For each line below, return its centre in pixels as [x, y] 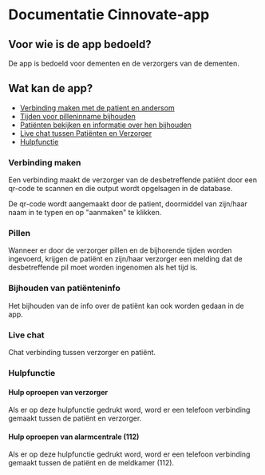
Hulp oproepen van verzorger [58, 392]
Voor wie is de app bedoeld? [80, 44]
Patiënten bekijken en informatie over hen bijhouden [105, 125]
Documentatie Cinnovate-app [109, 15]
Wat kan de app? [51, 88]
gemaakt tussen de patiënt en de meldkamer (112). [91, 463]
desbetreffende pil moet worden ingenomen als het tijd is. [103, 267]
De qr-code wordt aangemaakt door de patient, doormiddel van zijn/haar [128, 204]
